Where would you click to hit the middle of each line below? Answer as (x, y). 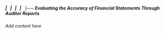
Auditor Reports (22, 13)
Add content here (23, 25)
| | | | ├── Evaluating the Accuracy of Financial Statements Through (82, 8)
